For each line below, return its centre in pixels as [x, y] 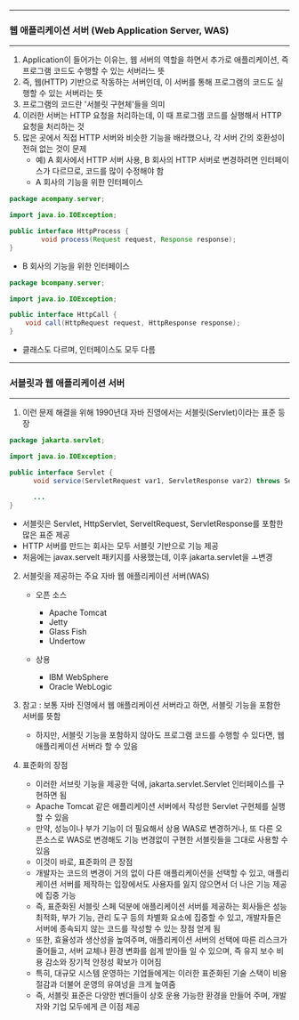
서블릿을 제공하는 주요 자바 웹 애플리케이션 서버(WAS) [116, 576]
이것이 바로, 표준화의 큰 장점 [84, 862]
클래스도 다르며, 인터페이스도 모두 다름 [89, 350]
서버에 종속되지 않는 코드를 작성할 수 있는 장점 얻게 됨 [128, 928]
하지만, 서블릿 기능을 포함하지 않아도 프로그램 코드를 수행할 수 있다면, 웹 [160, 734]
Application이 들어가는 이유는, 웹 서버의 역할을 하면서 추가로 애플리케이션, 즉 [155, 60]
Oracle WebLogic [81, 686]
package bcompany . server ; [57, 283]
